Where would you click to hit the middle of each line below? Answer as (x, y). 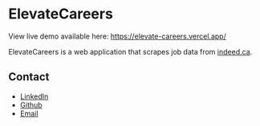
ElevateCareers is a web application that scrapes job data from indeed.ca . (130, 51)
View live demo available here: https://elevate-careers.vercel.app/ (117, 36)
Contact (29, 77)
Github (31, 104)
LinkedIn (34, 96)
